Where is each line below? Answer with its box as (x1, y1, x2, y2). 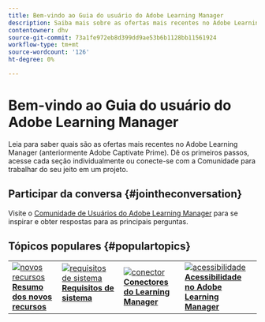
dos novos (12, 291, 53, 302)
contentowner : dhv (8, 26, 69, 34)
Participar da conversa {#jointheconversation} (8, 187, 243, 201)
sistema (62, 293, 93, 304)
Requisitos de (62, 283, 114, 294)
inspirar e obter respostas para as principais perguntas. (8, 216, 189, 226)
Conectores (123, 277, 169, 288)
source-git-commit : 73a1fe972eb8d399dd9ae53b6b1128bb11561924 (8, 33, 217, 42)
